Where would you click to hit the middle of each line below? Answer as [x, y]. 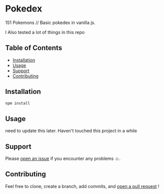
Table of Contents [34, 48]
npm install [18, 103]
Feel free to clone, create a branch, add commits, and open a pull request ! [82, 186]
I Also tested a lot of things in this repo [45, 32]
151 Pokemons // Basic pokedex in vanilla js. [50, 22]
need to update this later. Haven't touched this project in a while [71, 131]
